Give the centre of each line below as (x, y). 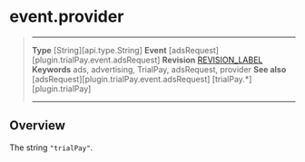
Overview (38, 125)
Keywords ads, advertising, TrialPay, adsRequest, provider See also (159, 69)
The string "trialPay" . (51, 148)
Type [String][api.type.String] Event (99, 50)
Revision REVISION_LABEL (212, 60)
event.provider (67, 17)
